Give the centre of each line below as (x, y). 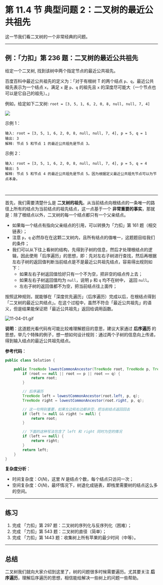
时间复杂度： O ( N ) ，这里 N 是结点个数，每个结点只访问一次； (73, 479)
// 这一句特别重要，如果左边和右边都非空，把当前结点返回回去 (76, 409)
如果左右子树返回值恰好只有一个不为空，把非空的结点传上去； (81, 274)
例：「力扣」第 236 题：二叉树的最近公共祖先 (72, 58)
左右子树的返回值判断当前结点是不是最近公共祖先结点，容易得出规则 (80, 262)
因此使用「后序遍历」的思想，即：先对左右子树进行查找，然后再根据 (89, 255)
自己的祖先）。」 (37, 93)
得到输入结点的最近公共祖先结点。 (39, 341)
